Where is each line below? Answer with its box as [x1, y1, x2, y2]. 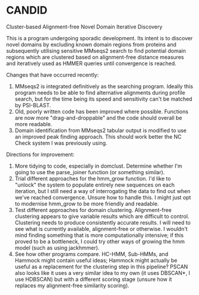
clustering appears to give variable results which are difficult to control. [14, 213, 189, 220]
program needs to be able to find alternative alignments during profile [14, 89, 185, 96]
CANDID [6, 4, 48, 17]
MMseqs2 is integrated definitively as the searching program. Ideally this [14, 82, 193, 89]
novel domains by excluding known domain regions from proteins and [6, 41, 177, 48]
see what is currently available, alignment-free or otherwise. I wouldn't [14, 225, 188, 232]
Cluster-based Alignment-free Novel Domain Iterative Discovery [6, 23, 163, 30]
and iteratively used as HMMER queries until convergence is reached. [6, 60, 176, 67]
